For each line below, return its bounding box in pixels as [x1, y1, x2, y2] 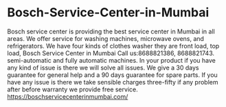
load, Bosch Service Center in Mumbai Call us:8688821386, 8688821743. [7, 49, 215, 57]
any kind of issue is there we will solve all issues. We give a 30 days [7, 63, 199, 72]
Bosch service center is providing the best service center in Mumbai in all [7, 27, 215, 35]
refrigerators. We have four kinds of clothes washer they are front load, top [7, 42, 220, 50]
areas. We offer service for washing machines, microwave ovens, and [7, 34, 205, 42]
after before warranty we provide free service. [7, 85, 139, 93]
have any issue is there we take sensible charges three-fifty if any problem [7, 78, 218, 86]
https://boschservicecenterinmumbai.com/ [7, 92, 128, 100]
